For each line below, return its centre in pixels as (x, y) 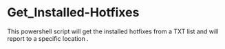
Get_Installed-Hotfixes (73, 13)
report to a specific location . (48, 38)
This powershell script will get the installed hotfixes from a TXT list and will (113, 31)
